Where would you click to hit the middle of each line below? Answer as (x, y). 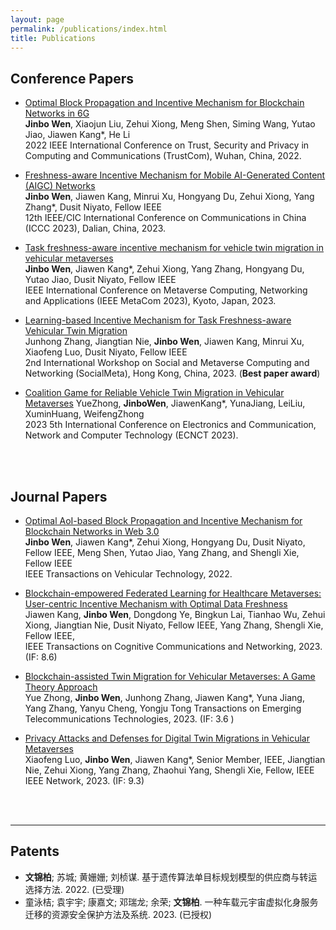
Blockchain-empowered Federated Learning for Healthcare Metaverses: (173, 593)
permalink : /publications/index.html (89, 29)
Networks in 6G (57, 113)
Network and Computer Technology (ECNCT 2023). (131, 435)
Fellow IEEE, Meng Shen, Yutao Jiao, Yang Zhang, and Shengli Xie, (162, 552)
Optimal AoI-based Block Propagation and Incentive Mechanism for (163, 520)
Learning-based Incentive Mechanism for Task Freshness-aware (158, 320)
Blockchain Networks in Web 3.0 (92, 531)
